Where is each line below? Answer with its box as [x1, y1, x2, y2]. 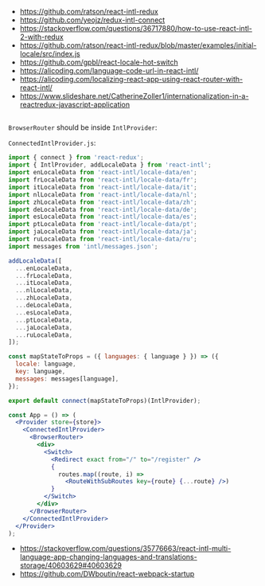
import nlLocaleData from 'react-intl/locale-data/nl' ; [8, 190, 197, 198]
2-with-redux [19, 32, 64, 41]
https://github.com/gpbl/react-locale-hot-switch [19, 57, 178, 67]
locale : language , [15, 360, 77, 369]
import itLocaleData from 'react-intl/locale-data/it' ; [8, 183, 197, 191]
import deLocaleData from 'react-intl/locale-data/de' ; [8, 205, 197, 213]
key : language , [15, 368, 66, 376]
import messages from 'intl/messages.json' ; [8, 242, 158, 250]
